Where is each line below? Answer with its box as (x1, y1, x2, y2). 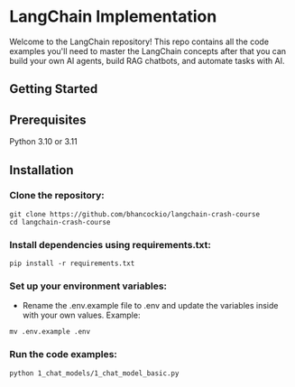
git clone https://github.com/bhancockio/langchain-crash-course (9, 209, 260, 218)
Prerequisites (9, 112, 87, 127)
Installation (9, 162, 74, 178)
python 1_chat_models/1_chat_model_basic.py (9, 368, 180, 378)
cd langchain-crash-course (9, 217, 111, 226)
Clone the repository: (9, 189, 106, 202)
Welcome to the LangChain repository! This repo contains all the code (9, 36, 269, 47)
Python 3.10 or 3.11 (9, 136, 78, 147)
